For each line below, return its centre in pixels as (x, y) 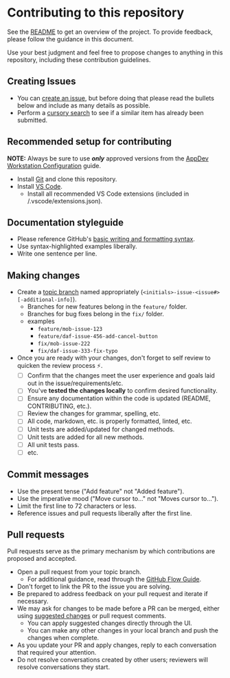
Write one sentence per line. (57, 254)
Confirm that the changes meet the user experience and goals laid (121, 376)
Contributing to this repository (96, 13)
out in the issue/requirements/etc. (75, 383)
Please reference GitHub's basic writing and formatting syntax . (106, 239)
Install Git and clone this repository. (67, 179)
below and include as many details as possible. (84, 105)
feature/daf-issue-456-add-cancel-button (97, 337)
